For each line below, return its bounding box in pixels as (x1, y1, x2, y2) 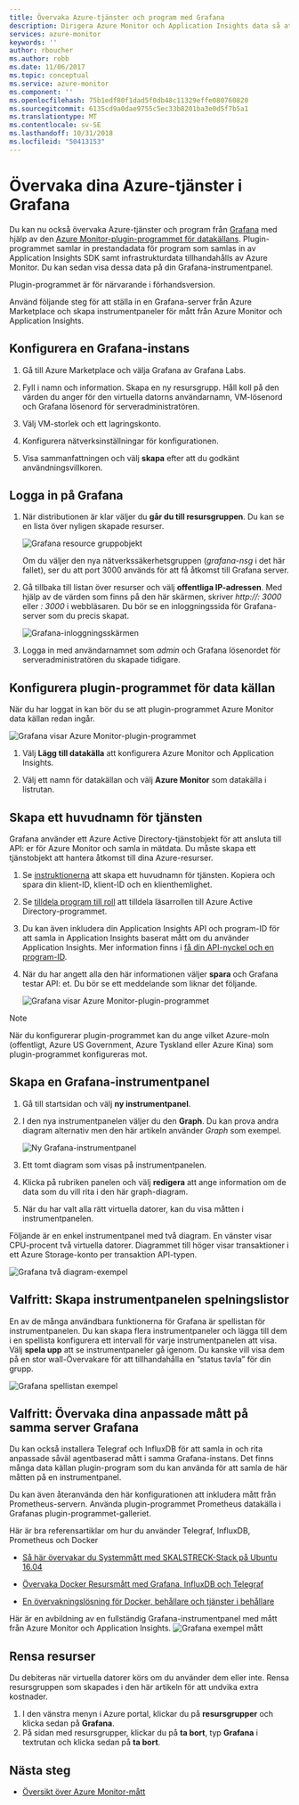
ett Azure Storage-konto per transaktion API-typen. (9, 1248, 198, 1260)
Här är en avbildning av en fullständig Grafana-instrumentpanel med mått (9, 1614, 278, 1624)
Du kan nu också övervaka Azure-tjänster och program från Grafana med (9, 224, 278, 234)
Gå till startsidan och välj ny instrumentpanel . (21, 1098, 191, 1109)
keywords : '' (9, 37, 58, 47)
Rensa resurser (9, 1648, 96, 1663)
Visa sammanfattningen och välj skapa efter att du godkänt (21, 452, 240, 463)
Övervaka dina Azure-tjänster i (9, 175, 243, 196)
